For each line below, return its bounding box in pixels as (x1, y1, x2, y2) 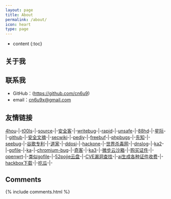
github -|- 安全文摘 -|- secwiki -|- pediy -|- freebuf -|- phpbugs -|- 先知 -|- (9, 134, 150, 141)
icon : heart (5, 22, 31, 27)
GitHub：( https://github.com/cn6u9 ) (12, 90, 90, 96)
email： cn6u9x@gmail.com (12, 97, 71, 103)
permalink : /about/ (5, 17, 47, 22)
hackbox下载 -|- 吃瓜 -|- (5, 160, 53, 166)
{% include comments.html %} (5, 188, 70, 195)
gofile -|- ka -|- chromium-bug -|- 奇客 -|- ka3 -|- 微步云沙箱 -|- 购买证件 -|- (9, 147, 154, 153)
